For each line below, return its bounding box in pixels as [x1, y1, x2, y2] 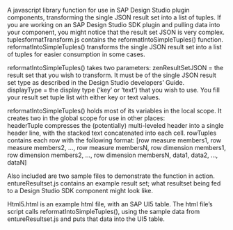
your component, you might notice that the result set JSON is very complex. [7, 28, 225, 36]
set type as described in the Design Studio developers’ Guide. [7, 79, 185, 86]
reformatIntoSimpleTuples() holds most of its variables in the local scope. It [7, 107, 222, 115]
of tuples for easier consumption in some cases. [7, 50, 145, 58]
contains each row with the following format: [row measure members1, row [7, 136, 222, 145]
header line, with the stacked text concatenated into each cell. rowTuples [7, 129, 217, 137]
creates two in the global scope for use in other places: [7, 114, 166, 122]
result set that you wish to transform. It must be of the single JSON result [7, 71, 217, 79]
